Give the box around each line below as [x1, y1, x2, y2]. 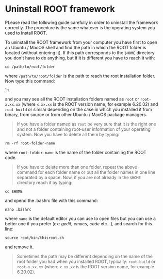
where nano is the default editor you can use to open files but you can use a [5, 216, 156, 221]
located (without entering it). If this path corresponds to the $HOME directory [5, 50, 155, 56]
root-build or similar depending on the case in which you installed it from [5, 106, 152, 112]
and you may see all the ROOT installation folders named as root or [5, 96, 139, 102]
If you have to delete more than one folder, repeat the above [16, 164, 137, 170]
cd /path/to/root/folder [5, 64, 55, 69]
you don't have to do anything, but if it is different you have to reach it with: [5, 55, 155, 60]
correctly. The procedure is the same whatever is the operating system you [5, 24, 155, 30]
